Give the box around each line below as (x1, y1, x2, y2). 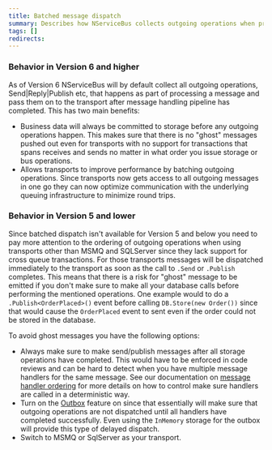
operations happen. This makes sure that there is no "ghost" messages (19, 130, 257, 139)
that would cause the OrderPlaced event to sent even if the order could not (8, 306, 257, 316)
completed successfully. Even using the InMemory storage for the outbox (19, 415, 261, 425)
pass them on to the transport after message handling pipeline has (8, 96, 231, 106)
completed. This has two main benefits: (8, 105, 140, 115)
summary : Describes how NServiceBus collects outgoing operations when (8, 19, 255, 28)
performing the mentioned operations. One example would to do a (8, 289, 229, 298)
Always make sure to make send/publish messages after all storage (19, 346, 245, 356)
